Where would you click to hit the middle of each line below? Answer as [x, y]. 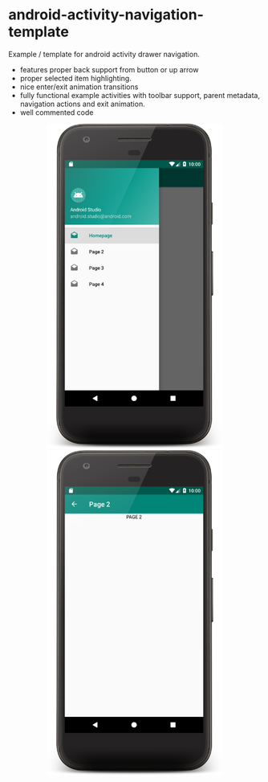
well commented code [57, 112]
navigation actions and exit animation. [83, 104]
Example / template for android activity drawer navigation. [104, 54]
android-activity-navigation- [106, 15]
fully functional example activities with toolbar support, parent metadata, [140, 95]
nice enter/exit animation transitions [79, 87]
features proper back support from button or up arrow [109, 69]
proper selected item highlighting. [76, 78]
